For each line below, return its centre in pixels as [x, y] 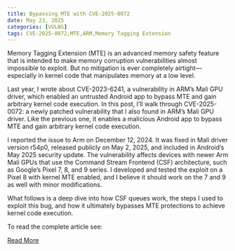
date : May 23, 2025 [36, 20]
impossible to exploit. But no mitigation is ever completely [90, 68]
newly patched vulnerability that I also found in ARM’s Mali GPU [122, 111]
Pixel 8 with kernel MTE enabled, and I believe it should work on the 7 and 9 [117, 177]
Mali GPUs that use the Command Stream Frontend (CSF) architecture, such [117, 163]
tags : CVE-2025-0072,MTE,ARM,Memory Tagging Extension [89, 33]
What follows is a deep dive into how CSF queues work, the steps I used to [115, 198]
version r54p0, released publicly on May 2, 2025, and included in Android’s [116, 147]
